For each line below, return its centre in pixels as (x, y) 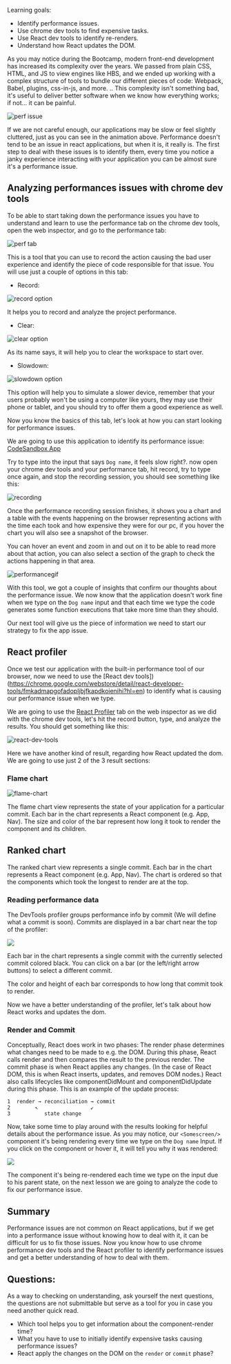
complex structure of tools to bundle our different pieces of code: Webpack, (115, 81)
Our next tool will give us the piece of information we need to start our (107, 623)
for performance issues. (41, 427)
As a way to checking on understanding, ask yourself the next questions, (111, 1296)
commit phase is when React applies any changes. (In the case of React (109, 1067)
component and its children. (47, 828)
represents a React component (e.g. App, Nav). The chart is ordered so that (114, 875)
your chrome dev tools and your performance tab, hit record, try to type (109, 469)
